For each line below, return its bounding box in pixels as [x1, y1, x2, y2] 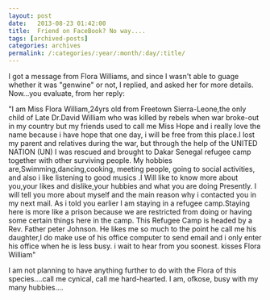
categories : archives [8, 42, 81, 50]
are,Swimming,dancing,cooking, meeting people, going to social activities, [8, 165, 255, 173]
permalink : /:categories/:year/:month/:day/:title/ [8, 49, 185, 57]
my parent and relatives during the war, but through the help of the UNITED [8, 139, 258, 148]
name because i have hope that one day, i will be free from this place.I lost [8, 130, 255, 140]
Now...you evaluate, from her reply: [8, 89, 125, 98]
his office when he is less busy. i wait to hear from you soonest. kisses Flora [8, 241, 261, 251]
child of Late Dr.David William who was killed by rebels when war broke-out [8, 113, 260, 122]
